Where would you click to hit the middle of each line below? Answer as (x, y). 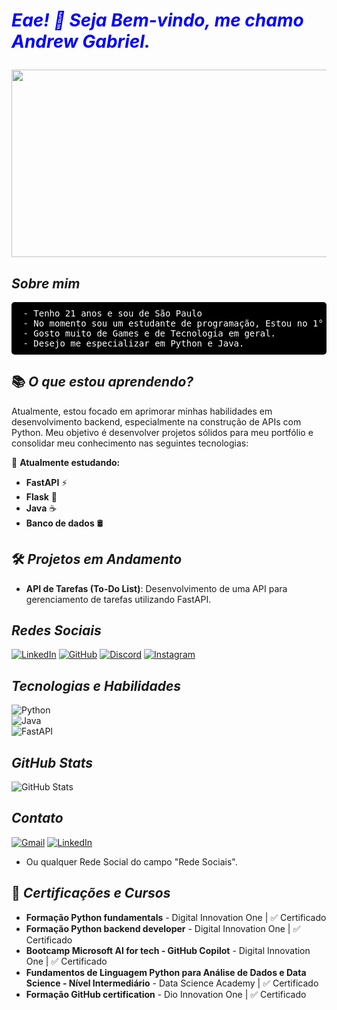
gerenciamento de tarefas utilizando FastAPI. (118, 599)
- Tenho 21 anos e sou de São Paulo (112, 313)
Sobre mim (46, 283)
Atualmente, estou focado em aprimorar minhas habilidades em (142, 411)
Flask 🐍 (41, 496)
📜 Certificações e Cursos (91, 893)
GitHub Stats (52, 762)
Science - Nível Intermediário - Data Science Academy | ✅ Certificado (172, 983)
